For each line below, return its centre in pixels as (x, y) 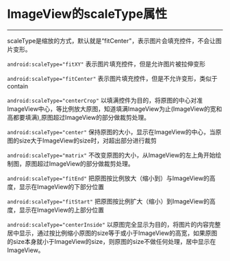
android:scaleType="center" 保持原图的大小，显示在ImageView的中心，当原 (114, 132)
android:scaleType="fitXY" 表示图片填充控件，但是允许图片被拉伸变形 (106, 64)
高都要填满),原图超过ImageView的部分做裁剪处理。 (79, 117)
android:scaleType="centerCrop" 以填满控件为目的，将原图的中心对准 (105, 100)
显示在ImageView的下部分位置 (62, 186)
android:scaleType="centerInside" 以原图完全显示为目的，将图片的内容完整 (114, 224)
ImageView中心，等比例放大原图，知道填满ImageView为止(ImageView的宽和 (115, 109)
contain (18, 86)
